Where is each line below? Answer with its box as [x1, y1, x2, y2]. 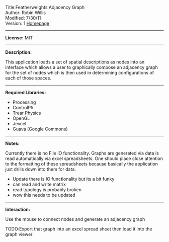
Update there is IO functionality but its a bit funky [12, 176, 115, 182]
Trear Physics [12, 110, 41, 116]
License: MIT [5, 35, 33, 41]
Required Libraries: [5, 90, 46, 95]
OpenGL [12, 115, 30, 121]
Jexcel [12, 121, 27, 126]
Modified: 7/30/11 [5, 15, 41, 21]
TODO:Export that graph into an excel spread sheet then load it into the [5, 226, 152, 232]
